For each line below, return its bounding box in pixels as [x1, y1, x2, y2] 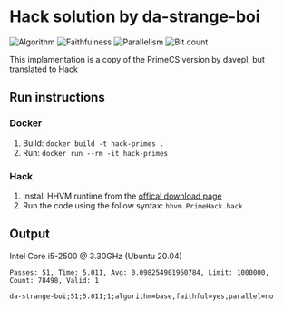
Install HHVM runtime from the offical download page [22, 190, 222, 201]
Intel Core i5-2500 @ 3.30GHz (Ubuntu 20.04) [9, 250, 183, 261]
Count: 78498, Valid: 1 [9, 276, 100, 285]
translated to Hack [9, 63, 79, 74]
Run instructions [9, 90, 106, 105]
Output [9, 227, 50, 242]
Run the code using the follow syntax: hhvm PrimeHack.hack [22, 199, 243, 210]
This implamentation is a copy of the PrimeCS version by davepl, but [9, 53, 265, 64]
